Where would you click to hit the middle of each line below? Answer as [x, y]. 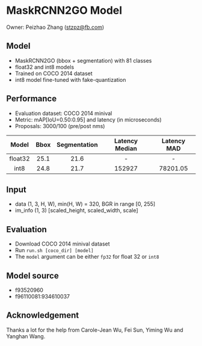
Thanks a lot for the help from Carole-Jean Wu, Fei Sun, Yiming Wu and [95, 330]
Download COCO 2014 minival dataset [62, 244]
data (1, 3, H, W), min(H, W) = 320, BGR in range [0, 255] [85, 204]
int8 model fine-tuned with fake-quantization [70, 79]
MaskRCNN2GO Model [64, 11]
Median [126, 148]
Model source [32, 275]
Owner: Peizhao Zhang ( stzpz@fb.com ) [55, 27]
